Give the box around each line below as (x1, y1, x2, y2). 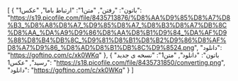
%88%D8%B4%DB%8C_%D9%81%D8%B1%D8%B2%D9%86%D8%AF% (7, 36, 227, 44)
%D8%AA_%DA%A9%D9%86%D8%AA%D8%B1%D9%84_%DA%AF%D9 (7, 28, 227, 37)
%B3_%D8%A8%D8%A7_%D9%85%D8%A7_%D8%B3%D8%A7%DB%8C (7, 21, 227, 29)
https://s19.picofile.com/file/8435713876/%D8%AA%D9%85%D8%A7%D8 (10, 13, 231, 22)
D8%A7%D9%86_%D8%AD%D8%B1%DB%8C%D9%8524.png (7, 44, 195, 51)
